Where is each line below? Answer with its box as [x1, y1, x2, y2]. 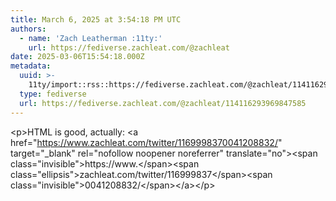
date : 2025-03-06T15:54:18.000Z [10, 52, 145, 62]
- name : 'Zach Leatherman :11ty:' [19, 33, 163, 43]
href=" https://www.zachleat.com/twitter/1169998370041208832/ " [10, 136, 283, 148]
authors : [10, 24, 47, 34]
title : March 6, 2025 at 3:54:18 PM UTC [10, 14, 182, 25]
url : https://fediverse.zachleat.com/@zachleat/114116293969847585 [19, 98, 307, 108]
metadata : [10, 61, 52, 71]
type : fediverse [19, 89, 87, 99]
